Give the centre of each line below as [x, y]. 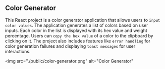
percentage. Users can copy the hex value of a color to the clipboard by [79, 35]
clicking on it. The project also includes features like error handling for [78, 41]
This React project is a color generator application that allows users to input [83, 20]
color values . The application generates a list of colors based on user [77, 25]
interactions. [18, 51]
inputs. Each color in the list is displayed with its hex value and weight [76, 30]
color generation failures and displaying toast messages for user [70, 46]
